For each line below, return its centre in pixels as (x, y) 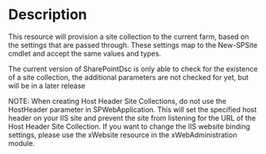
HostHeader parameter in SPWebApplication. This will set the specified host (133, 110)
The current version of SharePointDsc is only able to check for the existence (133, 68)
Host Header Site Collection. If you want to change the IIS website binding (129, 126)
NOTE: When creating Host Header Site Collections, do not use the (118, 101)
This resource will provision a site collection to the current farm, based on (129, 37)
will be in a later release (47, 86)
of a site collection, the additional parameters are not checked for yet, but (128, 77)
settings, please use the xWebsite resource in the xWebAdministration (123, 135)
